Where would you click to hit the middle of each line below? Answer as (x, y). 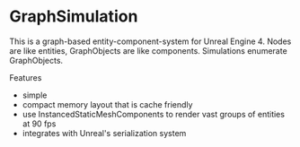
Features (26, 77)
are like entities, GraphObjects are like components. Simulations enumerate (148, 50)
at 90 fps (39, 124)
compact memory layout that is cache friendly (107, 104)
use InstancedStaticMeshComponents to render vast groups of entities (154, 114)
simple (35, 95)
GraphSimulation (74, 17)
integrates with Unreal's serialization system (104, 133)
